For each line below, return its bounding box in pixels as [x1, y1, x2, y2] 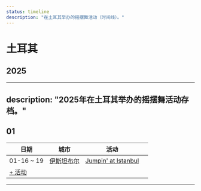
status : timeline [6, 8, 50, 15]
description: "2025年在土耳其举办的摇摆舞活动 [6, 94, 181, 104]
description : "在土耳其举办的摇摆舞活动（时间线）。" [6, 14, 124, 20]
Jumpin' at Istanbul [85, 156, 139, 165]
